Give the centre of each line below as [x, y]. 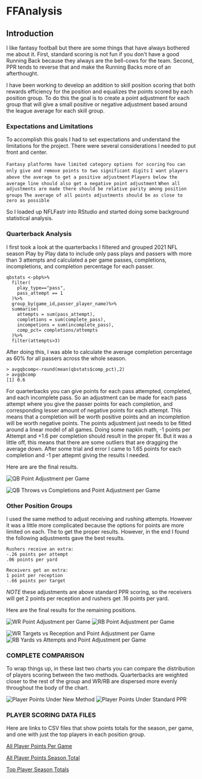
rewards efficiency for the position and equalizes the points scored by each [100, 91]
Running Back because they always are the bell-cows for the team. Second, [100, 61]
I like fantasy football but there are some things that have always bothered [98, 48]
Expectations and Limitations [50, 126]
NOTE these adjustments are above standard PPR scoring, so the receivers [99, 591]
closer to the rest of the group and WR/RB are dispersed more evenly [92, 681]
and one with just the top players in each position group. [76, 734]
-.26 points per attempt [37, 554]
